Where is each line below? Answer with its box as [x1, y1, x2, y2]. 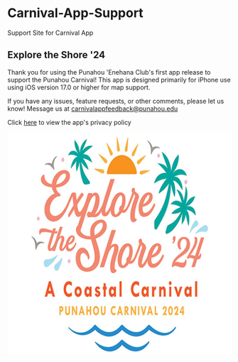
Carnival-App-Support [7, 5, 144, 21]
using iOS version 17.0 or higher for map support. [7, 83, 151, 92]
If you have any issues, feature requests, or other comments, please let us [7, 97, 225, 105]
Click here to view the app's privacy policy [7, 118, 131, 126]
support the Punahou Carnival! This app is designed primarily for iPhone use [7, 75, 231, 84]
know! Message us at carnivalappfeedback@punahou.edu [7, 104, 178, 113]
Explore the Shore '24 [7, 49, 106, 61]
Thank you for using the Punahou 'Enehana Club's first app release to [7, 67, 211, 76]
